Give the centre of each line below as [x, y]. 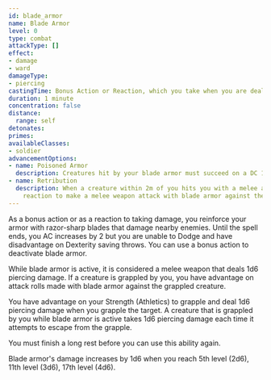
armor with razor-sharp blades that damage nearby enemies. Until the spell [133, 228]
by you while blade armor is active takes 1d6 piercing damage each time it [131, 319]
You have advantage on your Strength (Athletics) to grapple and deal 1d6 [129, 301]
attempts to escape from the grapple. [70, 327]
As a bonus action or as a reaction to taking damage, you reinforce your [127, 219]
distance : [25, 114]
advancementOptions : [43, 158]
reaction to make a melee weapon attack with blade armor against [137, 196]
